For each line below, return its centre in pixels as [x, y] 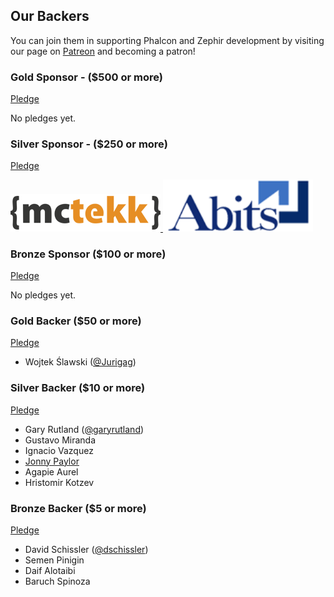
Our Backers [50, 16]
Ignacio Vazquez [59, 450]
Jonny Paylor [52, 461]
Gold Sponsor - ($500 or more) [86, 77]
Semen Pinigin [54, 560]
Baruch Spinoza [57, 581]
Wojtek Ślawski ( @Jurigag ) [80, 362]
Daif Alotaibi [50, 570]
